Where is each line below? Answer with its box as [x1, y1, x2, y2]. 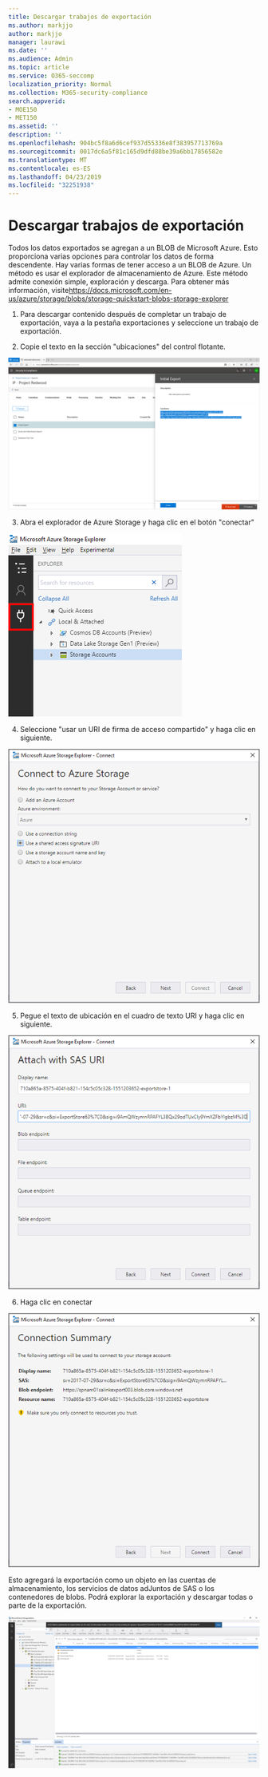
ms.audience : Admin [8, 55, 73, 63]
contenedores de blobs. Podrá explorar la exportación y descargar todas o [8, 1593, 254, 1601]
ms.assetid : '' [8, 122, 59, 131]
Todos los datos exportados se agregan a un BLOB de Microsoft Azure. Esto [8, 243, 258, 253]
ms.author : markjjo [8, 21, 73, 30]
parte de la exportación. [8, 1601, 88, 1610]
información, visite [8, 286, 69, 295]
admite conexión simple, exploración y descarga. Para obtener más [8, 277, 230, 287]
